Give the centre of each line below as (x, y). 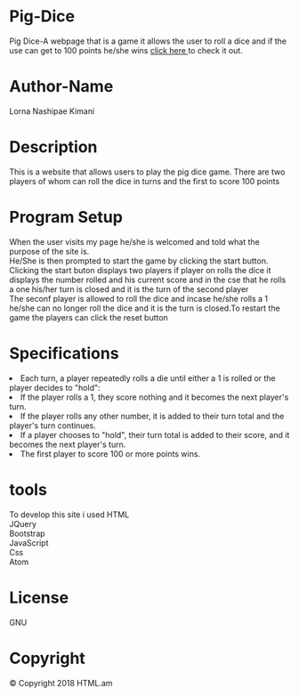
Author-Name (61, 87)
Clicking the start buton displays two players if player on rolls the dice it (140, 270)
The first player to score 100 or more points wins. (111, 454)
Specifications (64, 353)
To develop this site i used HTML (69, 515)
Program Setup (66, 217)
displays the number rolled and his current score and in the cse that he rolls (148, 280)
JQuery (23, 523)
